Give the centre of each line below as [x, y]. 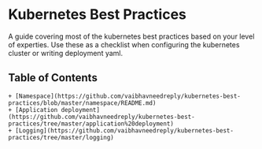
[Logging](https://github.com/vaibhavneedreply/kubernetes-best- [125, 130]
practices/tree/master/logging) [61, 137]
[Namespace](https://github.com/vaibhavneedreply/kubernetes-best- [128, 96]
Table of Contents [53, 78]
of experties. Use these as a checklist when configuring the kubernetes [124, 44]
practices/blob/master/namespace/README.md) [82, 103]
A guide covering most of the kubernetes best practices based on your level [131, 36]
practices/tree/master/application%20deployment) [91, 124]
